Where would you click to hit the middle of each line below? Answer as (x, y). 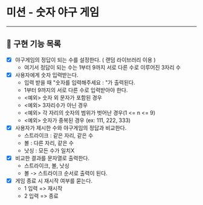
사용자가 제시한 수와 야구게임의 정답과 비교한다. (71, 128)
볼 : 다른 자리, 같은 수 (49, 143)
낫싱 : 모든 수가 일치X (49, 150)
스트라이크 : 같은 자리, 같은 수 (59, 135)
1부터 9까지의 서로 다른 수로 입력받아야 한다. (76, 90)
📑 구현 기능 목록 (34, 44)
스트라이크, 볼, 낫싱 (47, 166)
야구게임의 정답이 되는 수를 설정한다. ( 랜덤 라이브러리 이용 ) (85, 60)
